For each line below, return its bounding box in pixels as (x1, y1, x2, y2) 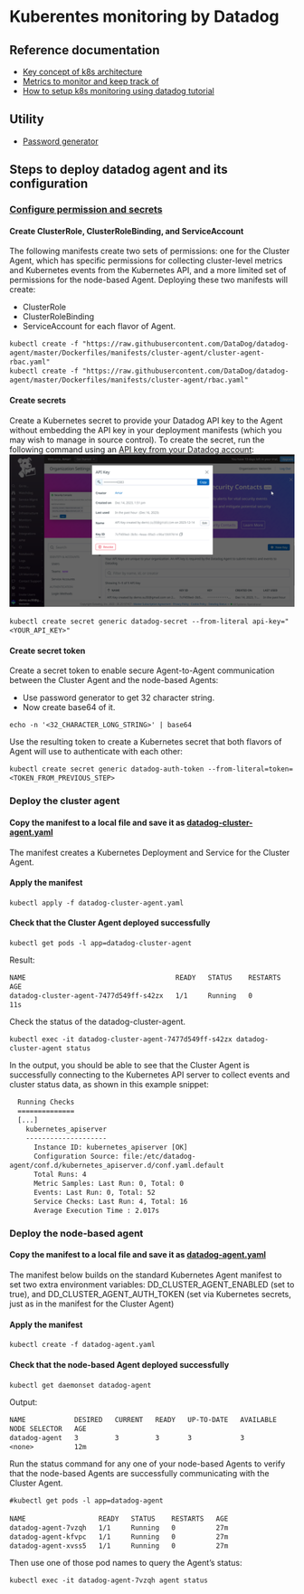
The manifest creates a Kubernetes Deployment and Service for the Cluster (9, 847, 290, 858)
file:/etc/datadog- (122, 1152, 196, 1161)
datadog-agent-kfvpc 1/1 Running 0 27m (9, 1532, 229, 1542)
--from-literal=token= (207, 764, 294, 774)
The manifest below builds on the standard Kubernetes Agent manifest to (9, 1269, 282, 1281)
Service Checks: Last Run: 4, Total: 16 (33, 1197, 188, 1206)
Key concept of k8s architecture (22, 66, 143, 77)
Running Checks (17, 1097, 75, 1106)
